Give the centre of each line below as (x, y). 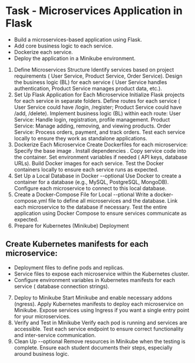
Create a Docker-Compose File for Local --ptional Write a (83, 194)
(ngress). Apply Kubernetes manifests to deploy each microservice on (99, 304)
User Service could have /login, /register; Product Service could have (98, 107)
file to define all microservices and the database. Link (113, 200)
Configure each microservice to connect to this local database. (90, 188)
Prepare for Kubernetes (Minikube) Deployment (71, 226)
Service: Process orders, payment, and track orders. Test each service (100, 132)
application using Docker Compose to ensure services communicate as (100, 213)
